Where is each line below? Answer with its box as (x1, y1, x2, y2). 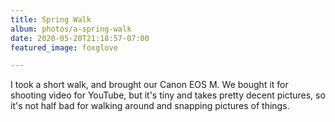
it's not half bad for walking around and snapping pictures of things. (10, 100, 290, 112)
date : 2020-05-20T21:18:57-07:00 (10, 33, 150, 43)
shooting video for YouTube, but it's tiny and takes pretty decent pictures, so (10, 89, 326, 101)
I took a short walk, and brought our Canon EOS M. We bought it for (10, 79, 289, 91)
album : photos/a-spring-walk (10, 24, 132, 34)
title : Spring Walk (10, 14, 92, 25)
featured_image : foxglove (10, 42, 118, 53)
